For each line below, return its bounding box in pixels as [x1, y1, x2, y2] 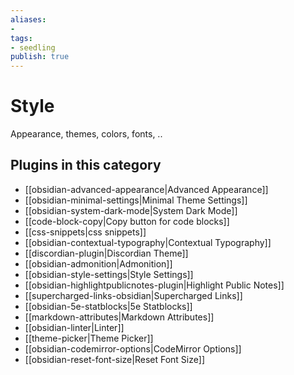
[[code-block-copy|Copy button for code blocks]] [24, 215, 230, 227]
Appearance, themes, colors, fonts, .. [10, 128, 163, 140]
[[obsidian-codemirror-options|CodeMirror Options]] [24, 342, 242, 355]
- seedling [10, 42, 56, 53]
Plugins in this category [10, 157, 162, 174]
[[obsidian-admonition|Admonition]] [24, 257, 173, 270]
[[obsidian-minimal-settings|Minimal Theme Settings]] [24, 194, 248, 206]
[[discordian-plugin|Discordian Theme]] [24, 247, 189, 259]
